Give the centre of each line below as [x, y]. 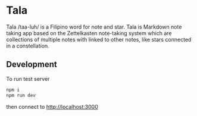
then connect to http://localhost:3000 [52, 106]
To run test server [28, 79]
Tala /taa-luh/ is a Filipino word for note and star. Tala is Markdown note [94, 27]
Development [32, 65]
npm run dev [21, 95]
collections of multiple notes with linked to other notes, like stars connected [99, 39]
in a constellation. [28, 46]
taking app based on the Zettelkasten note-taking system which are [89, 33]
